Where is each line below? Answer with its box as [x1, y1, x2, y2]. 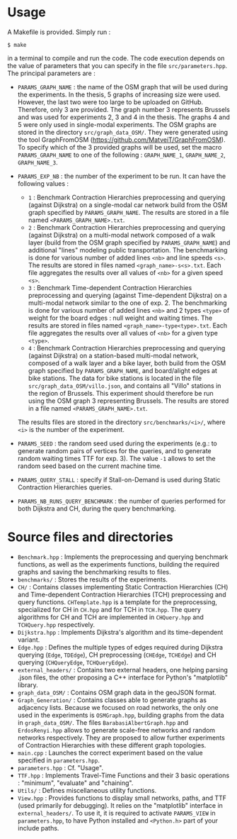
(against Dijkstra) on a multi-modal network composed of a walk [28, 230, 216, 239]
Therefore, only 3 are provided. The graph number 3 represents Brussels [17, 105, 230, 113]
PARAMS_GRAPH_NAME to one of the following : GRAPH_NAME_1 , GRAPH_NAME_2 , [17, 150, 226, 159]
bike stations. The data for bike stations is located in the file [28, 374, 202, 382]
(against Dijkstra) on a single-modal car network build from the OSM [28, 200, 228, 209]
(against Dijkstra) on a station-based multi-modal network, [28, 351, 200, 360]
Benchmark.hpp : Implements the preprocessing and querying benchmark [17, 552, 229, 561]
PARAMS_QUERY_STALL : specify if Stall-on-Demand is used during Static [17, 475, 221, 484]
